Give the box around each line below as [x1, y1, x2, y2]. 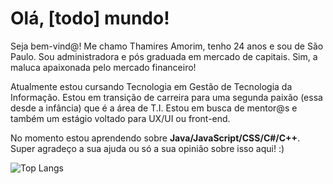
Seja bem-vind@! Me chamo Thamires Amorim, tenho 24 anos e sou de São [10, 40, 324, 52]
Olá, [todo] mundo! [10, 7, 170, 30]
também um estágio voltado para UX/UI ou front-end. [10, 112, 231, 124]
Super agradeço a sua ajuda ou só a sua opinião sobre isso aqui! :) [10, 142, 285, 154]
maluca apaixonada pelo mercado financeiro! [10, 61, 197, 73]
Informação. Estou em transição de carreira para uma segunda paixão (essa [10, 91, 323, 103]
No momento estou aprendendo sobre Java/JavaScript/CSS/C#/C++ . [10, 132, 301, 144]
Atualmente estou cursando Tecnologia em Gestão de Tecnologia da [10, 80, 293, 92]
